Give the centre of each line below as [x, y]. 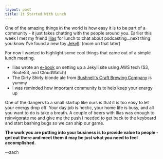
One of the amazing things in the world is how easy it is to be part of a [75, 28]
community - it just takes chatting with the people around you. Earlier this [79, 33]
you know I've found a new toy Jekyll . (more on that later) [63, 43]
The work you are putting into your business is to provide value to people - [82, 132]
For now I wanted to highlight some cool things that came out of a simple [78, 53]
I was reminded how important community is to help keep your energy [82, 88]
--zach [12, 152]
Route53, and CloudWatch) [39, 72]
